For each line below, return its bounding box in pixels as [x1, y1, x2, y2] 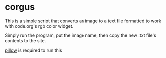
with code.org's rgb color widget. [5, 23, 74, 29]
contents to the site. [5, 37, 46, 43]
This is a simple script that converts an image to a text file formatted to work [5, 18, 162, 24]
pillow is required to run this [5, 47, 62, 53]
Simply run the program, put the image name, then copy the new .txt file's [5, 32, 157, 38]
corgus [5, 1, 35, 13]
